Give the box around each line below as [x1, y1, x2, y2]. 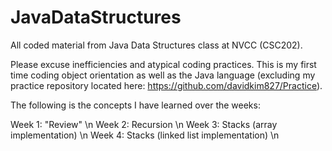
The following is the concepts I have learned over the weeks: [10, 99, 261, 111]
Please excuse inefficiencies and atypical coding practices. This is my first [10, 58, 317, 70]
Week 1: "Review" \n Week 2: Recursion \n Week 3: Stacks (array [10, 118, 278, 130]
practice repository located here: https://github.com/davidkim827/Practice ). [10, 79, 323, 91]
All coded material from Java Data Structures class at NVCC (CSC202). [10, 39, 303, 51]
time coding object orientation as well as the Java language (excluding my [10, 69, 316, 81]
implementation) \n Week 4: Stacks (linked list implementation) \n [10, 129, 280, 141]
